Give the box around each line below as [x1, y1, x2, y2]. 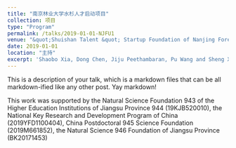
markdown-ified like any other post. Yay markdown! [7, 82, 157, 91]
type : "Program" [7, 23, 55, 30]
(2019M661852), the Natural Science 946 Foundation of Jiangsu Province [7, 126, 220, 134]
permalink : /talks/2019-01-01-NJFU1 [7, 29, 114, 37]
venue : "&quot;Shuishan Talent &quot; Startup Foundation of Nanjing [7, 36, 216, 43]
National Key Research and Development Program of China [7, 111, 178, 119]
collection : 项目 [7, 17, 56, 24]
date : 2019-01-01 [7, 43, 58, 50]
